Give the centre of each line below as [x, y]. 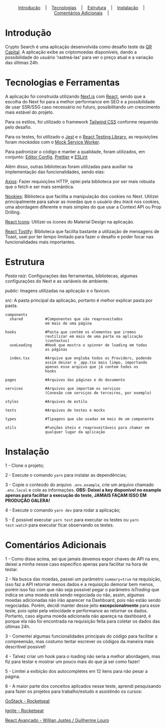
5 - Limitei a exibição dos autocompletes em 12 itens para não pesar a [76, 671]
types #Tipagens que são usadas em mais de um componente [80, 419]
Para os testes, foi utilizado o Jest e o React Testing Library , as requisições [82, 137]
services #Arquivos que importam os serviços [63, 388]
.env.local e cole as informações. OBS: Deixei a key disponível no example [83, 490]
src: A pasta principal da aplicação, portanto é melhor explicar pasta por [79, 300]
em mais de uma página [68, 323]
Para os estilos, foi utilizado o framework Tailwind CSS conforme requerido [82, 122]
